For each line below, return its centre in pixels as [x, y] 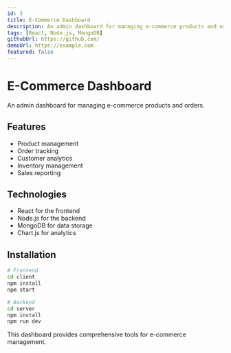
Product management [48, 143]
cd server [21, 309]
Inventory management [50, 165]
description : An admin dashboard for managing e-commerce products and [112, 26]
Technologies [37, 195]
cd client [21, 277]
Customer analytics [45, 158]
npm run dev [24, 321]
